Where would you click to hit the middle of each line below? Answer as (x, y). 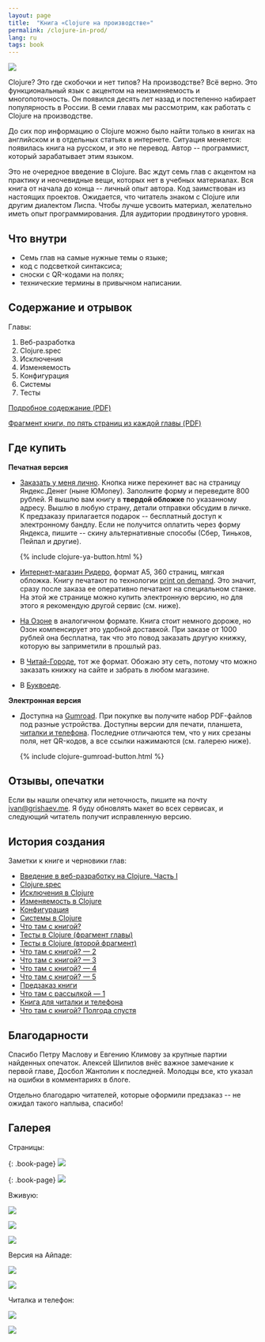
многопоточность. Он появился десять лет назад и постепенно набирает (132, 99)
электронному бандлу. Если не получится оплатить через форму (130, 524)
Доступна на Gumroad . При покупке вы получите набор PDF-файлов (136, 716)
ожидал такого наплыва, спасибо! (66, 1103)
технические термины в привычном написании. (100, 282)
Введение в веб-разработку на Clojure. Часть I (98, 876)
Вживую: (23, 1195)
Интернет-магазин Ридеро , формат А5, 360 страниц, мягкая (122, 572)
